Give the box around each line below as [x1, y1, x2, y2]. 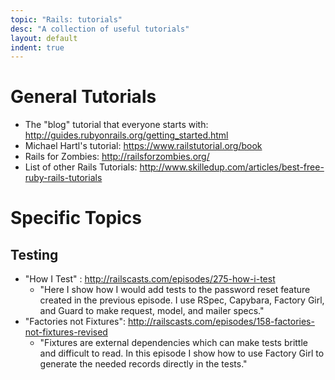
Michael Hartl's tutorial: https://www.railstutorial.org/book [24, 140, 263, 152]
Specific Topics [10, 207, 142, 230]
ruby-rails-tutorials [24, 172, 103, 184]
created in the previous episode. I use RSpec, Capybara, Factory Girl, [39, 294, 325, 306]
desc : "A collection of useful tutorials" [10, 24, 190, 34]
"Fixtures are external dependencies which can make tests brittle [39, 337, 309, 349]
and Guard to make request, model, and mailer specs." [39, 305, 265, 317]
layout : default [10, 33, 78, 43]
